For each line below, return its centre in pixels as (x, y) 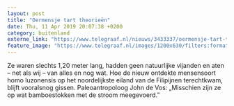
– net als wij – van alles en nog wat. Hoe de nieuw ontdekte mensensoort (111, 73)
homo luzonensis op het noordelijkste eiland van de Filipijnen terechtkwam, (115, 80)
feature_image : (29, 46)
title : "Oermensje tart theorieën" (59, 20)
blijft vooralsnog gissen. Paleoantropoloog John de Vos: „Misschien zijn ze (114, 88)
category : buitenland (39, 33)
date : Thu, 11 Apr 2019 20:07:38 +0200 (65, 26)
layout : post (26, 14)
